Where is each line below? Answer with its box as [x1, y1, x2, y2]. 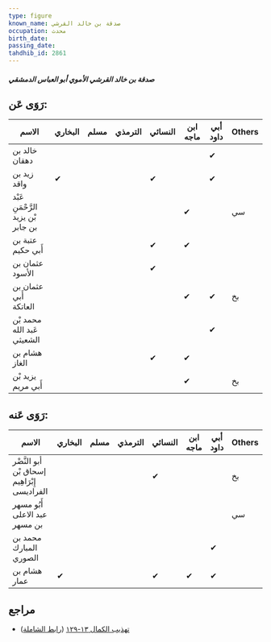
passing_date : [8, 42, 56, 50]
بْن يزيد [12, 211, 37, 222]
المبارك [12, 542, 38, 553]
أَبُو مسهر [12, 499, 44, 510]
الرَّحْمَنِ [12, 201, 38, 213]
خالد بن [12, 145, 38, 156]
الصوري [12, 553, 39, 564]
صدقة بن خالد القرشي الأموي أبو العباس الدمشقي [8, 74, 155, 84]
